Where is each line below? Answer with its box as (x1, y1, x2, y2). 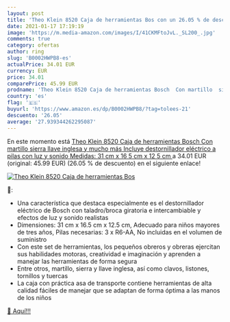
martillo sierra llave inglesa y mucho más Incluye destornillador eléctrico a (7, 145, 216, 153)
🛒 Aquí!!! (7, 306, 31, 315)
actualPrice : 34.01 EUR (7, 61, 75, 68)
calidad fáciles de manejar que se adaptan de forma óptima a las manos (16, 286, 220, 295)
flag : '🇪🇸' (7, 99, 41, 106)
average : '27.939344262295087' (7, 118, 97, 125)
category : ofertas (7, 42, 60, 49)
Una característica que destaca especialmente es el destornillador (16, 199, 204, 207)
